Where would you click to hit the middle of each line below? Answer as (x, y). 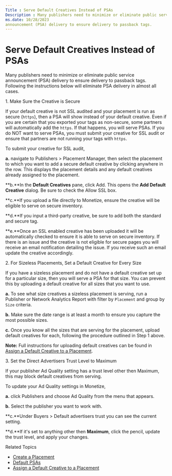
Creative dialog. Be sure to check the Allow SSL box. (61, 190)
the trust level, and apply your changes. (47, 437)
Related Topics (21, 447)
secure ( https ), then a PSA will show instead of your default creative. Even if (86, 117)
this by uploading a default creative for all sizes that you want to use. (78, 284)
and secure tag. (22, 221)
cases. (12, 91)
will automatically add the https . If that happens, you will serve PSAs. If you (85, 128)
